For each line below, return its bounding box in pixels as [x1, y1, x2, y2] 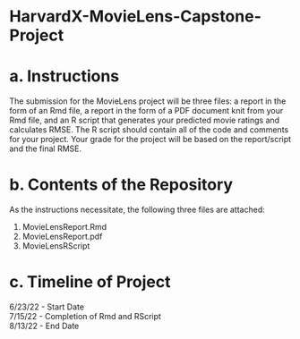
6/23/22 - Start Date [9, 301, 85, 312]
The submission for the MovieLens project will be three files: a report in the [9, 96, 287, 106]
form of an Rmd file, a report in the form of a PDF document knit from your [9, 106, 284, 116]
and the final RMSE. [9, 143, 82, 154]
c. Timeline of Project [9, 272, 171, 292]
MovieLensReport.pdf [21, 231, 103, 242]
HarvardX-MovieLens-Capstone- [9, 6, 261, 27]
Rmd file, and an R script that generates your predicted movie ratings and [9, 114, 280, 126]
